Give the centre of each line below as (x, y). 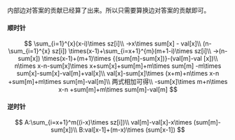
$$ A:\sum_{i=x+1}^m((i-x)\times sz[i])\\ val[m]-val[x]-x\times (103, 122)
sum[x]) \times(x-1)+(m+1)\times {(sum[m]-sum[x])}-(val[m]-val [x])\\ (118, 59)
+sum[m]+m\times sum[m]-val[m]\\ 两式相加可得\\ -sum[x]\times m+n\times (118, 82)
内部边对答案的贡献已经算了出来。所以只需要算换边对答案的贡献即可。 (109, 10)
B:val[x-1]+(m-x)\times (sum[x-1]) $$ (132, 130)
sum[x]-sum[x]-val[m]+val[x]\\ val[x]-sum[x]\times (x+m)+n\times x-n (118, 73)
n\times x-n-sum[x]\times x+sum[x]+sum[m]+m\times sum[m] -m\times (118, 66)
